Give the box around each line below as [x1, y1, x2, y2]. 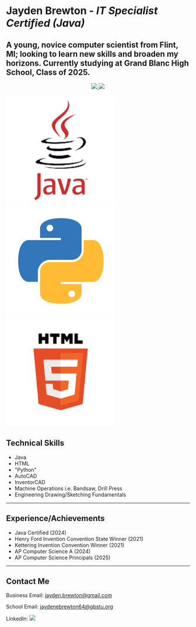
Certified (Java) [6, 16, 85, 30]
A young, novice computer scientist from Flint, [6, 40, 178, 50]
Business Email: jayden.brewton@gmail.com [6, 592, 113, 599]
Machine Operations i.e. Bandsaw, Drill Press [14, 485, 123, 492]
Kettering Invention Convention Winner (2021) [14, 542, 125, 549]
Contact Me [6, 577, 50, 587]
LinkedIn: [6, 615, 28, 622]
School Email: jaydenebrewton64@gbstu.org [6, 603, 114, 610]
